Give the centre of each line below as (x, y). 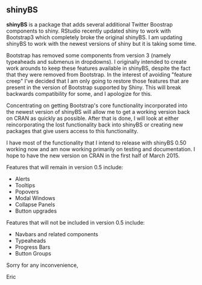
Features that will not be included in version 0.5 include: (76, 222)
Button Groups (33, 253)
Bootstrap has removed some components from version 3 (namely (89, 55)
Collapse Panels (35, 204)
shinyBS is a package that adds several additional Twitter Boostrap (90, 24)
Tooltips (25, 185)
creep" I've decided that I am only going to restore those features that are (97, 81)
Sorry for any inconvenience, (42, 265)
